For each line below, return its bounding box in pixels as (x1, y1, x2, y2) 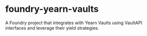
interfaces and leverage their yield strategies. (5, 25, 99, 31)
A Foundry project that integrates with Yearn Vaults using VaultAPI (5, 20, 142, 26)
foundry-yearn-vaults (5, 3, 99, 15)
